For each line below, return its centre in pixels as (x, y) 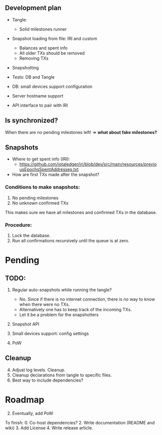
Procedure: (19, 225)
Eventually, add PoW (32, 413)
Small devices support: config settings (50, 334)
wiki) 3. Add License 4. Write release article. (49, 428)
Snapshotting (25, 67)
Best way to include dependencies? (48, 380)
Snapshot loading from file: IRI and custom (55, 38)
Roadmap (25, 400)
